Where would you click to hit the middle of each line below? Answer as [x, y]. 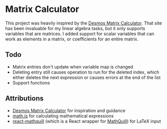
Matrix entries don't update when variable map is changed [73, 66]
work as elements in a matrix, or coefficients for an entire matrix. [72, 39]
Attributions [25, 98]
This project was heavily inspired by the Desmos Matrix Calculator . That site [83, 23]
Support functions [31, 82]
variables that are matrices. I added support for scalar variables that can [80, 33]
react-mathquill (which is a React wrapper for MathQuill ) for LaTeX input [87, 121]
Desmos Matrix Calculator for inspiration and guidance [69, 110]
